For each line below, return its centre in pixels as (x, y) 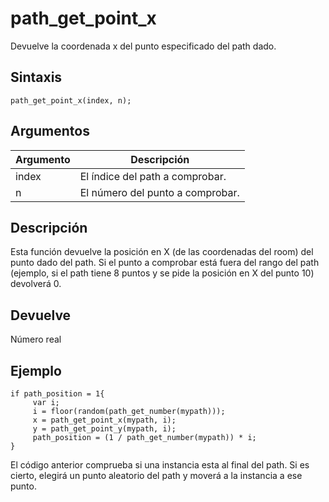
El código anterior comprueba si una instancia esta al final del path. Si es (160, 465)
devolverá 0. (36, 284)
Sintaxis (36, 77)
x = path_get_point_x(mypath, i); (104, 420)
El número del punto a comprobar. (159, 192)
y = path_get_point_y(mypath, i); (104, 429)
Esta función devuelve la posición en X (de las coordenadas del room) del (162, 252)
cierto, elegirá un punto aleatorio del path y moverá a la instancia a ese (156, 475)
